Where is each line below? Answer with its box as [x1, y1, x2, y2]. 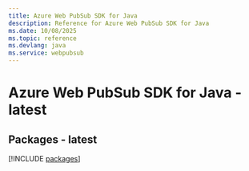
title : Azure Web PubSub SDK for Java [8, 11, 138, 20]
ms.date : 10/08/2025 [8, 26, 78, 35]
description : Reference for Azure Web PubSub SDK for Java [8, 19, 210, 27]
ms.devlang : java [8, 42, 66, 50]
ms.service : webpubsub [8, 49, 84, 57]
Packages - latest [8, 132, 98, 146]
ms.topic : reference [8, 34, 78, 43]
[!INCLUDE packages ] [8, 154, 81, 163]
